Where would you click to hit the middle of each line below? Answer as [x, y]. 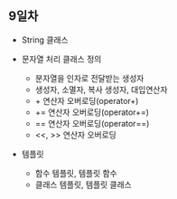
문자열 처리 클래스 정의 [61, 59]
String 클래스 [45, 40]
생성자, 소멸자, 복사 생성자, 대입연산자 [101, 90]
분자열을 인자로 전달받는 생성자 [89, 78]
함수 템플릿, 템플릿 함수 [76, 173]
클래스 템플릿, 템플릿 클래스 [83, 185]
